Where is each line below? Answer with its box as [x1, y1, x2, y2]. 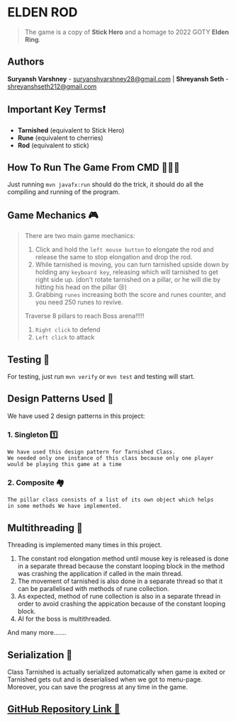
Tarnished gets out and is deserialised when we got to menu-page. [7, 675, 203, 684]
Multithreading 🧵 [7, 521, 83, 534]
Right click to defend [35, 325, 101, 334]
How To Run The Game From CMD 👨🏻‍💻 [7, 161, 180, 174]
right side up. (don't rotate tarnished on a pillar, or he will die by [35, 276, 221, 284]
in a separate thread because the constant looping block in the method [17, 562, 225, 570]
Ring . [24, 35, 41, 43]
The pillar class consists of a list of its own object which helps [7, 497, 214, 504]
